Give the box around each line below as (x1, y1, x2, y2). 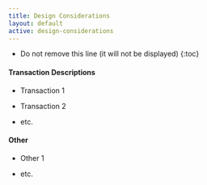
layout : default (8, 19, 63, 27)
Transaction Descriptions (8, 67, 95, 77)
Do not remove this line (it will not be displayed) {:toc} (19, 49, 200, 59)
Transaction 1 (19, 86, 65, 95)
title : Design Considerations (8, 11, 111, 20)
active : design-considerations (8, 27, 114, 35)
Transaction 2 (19, 101, 66, 111)
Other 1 (19, 153, 44, 162)
